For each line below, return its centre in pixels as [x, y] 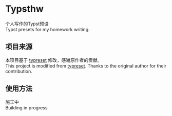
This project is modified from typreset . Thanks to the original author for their [86, 66]
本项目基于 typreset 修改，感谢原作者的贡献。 [54, 60]
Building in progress [26, 107]
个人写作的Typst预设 [27, 24]
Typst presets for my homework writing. [47, 29]
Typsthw [24, 9]
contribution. [19, 71]
